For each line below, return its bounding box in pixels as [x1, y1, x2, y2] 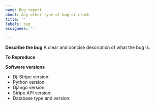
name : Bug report [5, 7, 42, 13]
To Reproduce [5, 54, 36, 61]
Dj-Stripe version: [12, 74, 50, 80]
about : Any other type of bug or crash [5, 12, 90, 17]
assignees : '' [5, 26, 36, 31]
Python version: [12, 79, 46, 85]
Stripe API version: [12, 90, 52, 96]
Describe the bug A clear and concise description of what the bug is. [5, 44, 150, 50]
